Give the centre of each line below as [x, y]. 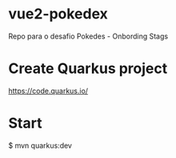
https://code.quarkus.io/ [48, 91]
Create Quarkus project [88, 69]
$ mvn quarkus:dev [40, 145]
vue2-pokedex [58, 14]
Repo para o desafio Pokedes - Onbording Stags [88, 36]
